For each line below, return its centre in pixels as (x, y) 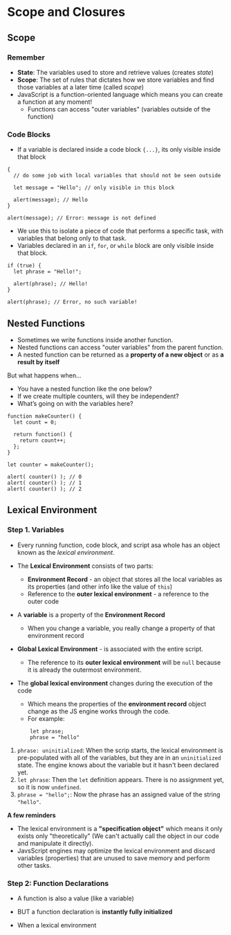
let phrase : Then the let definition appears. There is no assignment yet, (121, 779)
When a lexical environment (57, 925)
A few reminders (32, 815)
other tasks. (34, 865)
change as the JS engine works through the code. (99, 711)
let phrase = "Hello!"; (47, 272)
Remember (26, 57)
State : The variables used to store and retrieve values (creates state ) (115, 72)
